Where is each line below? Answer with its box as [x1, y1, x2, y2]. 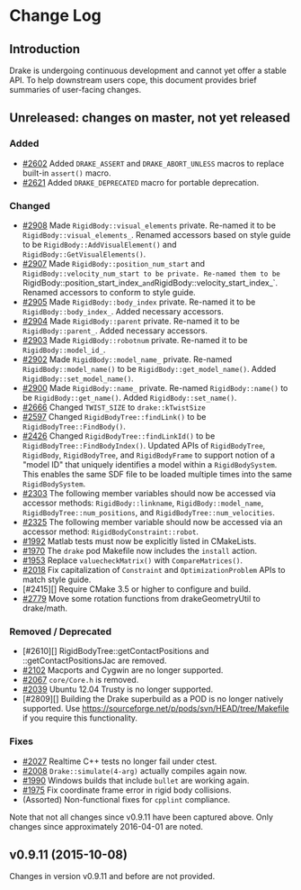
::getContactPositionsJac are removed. [22, 655, 167, 667]
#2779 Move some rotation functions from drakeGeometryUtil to [22, 593, 261, 604]
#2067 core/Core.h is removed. [22, 675, 139, 686]
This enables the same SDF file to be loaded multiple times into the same [22, 468, 292, 479]
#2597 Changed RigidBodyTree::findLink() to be [22, 411, 207, 422]
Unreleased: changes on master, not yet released [9, 110, 290, 126]
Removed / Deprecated [9, 625, 112, 638]
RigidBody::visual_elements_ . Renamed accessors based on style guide [22, 229, 291, 240]
